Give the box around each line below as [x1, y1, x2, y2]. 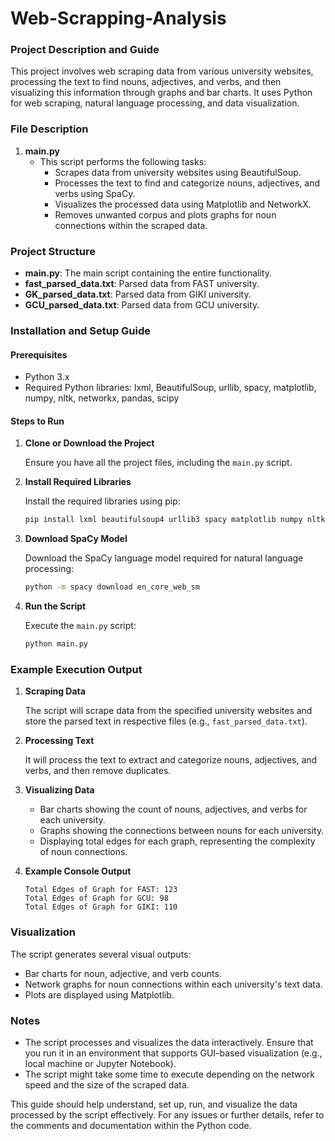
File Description [10, 122, 89, 136]
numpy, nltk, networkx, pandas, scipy [24, 392, 180, 404]
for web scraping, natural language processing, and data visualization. [10, 97, 300, 109]
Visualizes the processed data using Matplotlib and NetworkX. [54, 198, 312, 210]
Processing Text [24, 735, 95, 747]
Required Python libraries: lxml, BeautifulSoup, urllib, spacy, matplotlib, [24, 382, 317, 394]
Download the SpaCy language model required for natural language [24, 552, 304, 564]
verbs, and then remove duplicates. [24, 765, 172, 777]
